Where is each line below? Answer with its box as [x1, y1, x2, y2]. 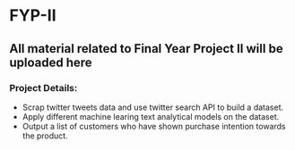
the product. [22, 130, 69, 141]
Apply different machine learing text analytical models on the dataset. [22, 111, 280, 121]
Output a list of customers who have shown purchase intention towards [22, 121, 286, 131]
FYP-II [9, 5, 56, 26]
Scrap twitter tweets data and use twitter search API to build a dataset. [22, 102, 284, 112]
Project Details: [9, 81, 78, 94]
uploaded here [9, 54, 92, 70]
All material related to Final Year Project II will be [9, 41, 284, 56]
